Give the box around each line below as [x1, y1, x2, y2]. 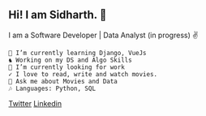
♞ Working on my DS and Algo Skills [8, 56, 132, 64]
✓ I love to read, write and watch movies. [8, 70, 158, 78]
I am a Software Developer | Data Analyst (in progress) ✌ [8, 30, 199, 40]
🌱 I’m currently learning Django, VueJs [8, 49, 148, 57]
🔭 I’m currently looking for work [8, 62, 126, 71]
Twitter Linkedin [8, 98, 62, 108]
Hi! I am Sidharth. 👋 [8, 8, 107, 22]
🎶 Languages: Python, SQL [8, 84, 96, 92]
